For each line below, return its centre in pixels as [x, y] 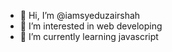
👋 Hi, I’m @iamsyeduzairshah [80, 15]
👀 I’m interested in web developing [91, 26]
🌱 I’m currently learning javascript [89, 36]
